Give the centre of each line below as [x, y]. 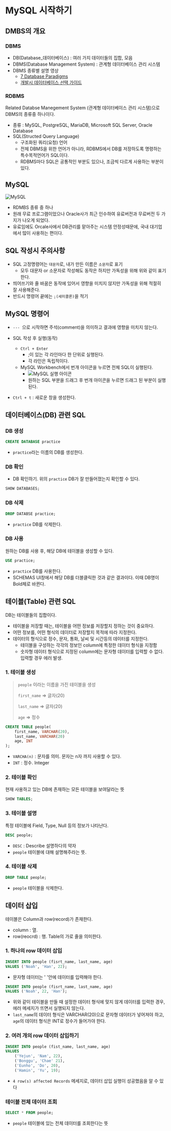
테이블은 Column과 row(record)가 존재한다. [49, 919]
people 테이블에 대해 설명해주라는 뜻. [50, 852]
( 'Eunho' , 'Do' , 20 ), [37, 1066]
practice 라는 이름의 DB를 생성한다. [48, 452]
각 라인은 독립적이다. [48, 361]
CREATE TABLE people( [28, 727]
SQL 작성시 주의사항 [35, 251]
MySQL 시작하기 [39, 11]
